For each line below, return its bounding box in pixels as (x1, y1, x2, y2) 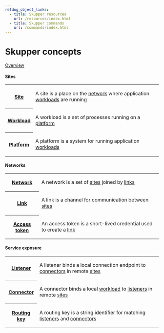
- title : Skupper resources (9, 12, 67, 17)
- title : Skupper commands (9, 20, 64, 26)
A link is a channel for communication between (41, 196, 149, 203)
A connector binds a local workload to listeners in (39, 285, 153, 292)
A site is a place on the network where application (35, 90, 150, 97)
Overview (5, 62, 24, 68)
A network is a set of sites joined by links (41, 179, 135, 186)
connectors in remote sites (39, 268, 101, 274)
